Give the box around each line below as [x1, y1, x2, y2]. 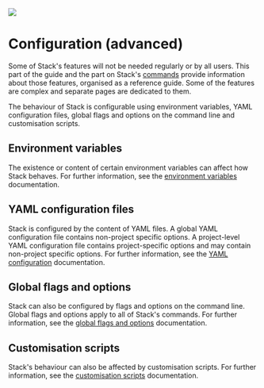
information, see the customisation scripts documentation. [8, 371, 199, 380]
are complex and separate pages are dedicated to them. [8, 86, 192, 96]
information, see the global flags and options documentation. [8, 318, 208, 328]
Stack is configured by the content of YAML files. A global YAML [8, 224, 218, 233]
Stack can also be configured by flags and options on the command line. [8, 302, 246, 311]
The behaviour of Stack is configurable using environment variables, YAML [8, 102, 253, 111]
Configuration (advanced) [8, 35, 184, 53]
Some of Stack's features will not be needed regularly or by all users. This [8, 61, 250, 71]
